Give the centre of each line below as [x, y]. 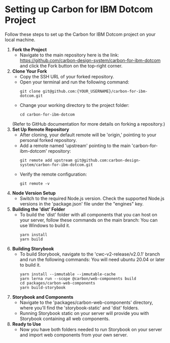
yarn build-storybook [42, 288]
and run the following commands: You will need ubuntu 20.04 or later [92, 259]
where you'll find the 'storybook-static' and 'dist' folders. [79, 308]
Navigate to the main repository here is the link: [69, 55]
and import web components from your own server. [74, 335]
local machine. [20, 40]
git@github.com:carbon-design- [108, 160]
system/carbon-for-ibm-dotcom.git [56, 165]
